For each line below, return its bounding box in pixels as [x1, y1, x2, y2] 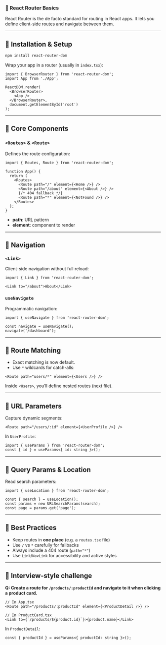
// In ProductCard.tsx [5, 612, 52, 618]
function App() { [5, 169, 41, 174]
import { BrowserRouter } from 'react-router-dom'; [5, 71, 114, 76]
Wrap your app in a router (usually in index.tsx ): [5, 62, 104, 68]
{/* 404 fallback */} [18, 190, 63, 195]
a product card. [5, 590, 38, 596]
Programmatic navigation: [5, 305, 58, 311]
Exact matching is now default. [12, 359, 75, 365]
